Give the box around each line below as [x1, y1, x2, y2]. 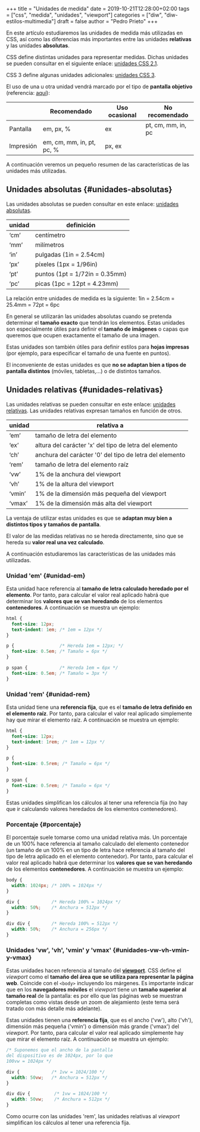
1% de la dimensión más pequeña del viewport [35, 489, 167, 498]
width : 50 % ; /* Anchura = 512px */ [11, 904, 108, 911]
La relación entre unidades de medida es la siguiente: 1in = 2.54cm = [6, 295, 175, 302]
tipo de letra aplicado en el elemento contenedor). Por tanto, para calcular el [6, 853, 193, 860]
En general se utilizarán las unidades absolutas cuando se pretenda [6, 313, 172, 320]
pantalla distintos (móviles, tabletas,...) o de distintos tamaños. [6, 367, 162, 375]
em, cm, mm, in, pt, [42, 138, 96, 146]
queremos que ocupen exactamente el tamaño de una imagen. [6, 331, 160, 339]
